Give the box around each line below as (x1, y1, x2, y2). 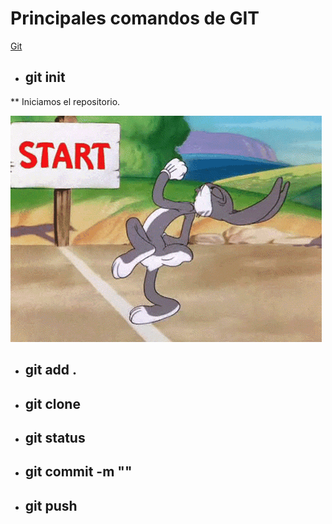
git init (24, 69, 66, 86)
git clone (24, 395, 81, 412)
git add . (24, 362, 78, 379)
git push (24, 497, 78, 514)
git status (24, 429, 86, 446)
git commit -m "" (24, 463, 133, 481)
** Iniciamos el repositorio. (10, 95, 121, 107)
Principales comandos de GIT (10, 7, 260, 30)
